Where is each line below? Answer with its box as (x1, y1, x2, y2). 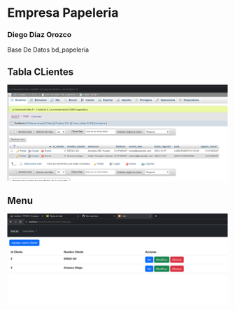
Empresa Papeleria (7, 5, 119, 21)
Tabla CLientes (7, 66, 74, 77)
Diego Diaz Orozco (7, 30, 72, 40)
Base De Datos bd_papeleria (7, 45, 90, 54)
